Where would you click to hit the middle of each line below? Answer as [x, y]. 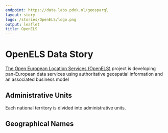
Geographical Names [40, 124]
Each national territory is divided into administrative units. [66, 107]
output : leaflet [22, 24]
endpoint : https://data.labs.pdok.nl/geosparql [57, 10]
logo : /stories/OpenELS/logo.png [41, 19]
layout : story [20, 15]
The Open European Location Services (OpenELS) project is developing [81, 69]
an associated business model [37, 79]
